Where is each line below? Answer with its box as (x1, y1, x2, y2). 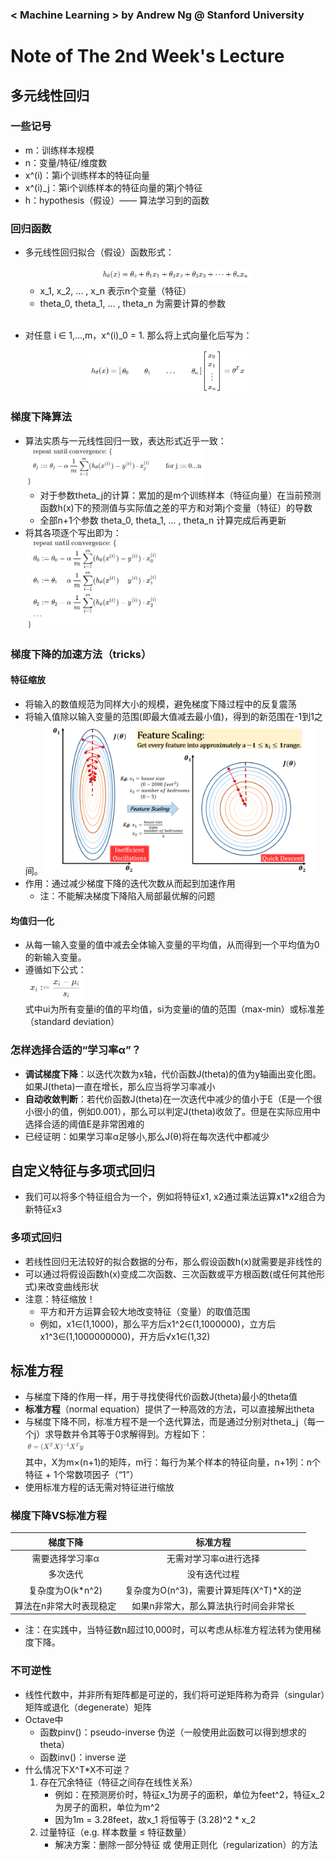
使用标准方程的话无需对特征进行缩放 (24, 1481, 175, 1493)
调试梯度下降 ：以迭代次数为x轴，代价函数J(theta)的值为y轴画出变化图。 (24, 1068, 322, 1080)
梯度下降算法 (10, 410, 73, 424)
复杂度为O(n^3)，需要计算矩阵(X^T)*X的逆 (124, 1584, 302, 1596)
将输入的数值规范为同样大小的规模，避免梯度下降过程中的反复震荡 (24, 698, 297, 710)
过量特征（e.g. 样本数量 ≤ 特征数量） (39, 1826, 192, 1838)
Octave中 (24, 1713, 64, 1725)
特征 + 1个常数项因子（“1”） (24, 1469, 139, 1481)
